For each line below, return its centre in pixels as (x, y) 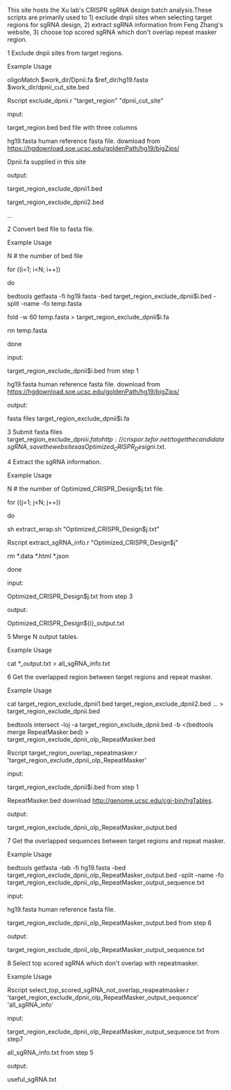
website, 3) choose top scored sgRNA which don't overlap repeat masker (112, 32)
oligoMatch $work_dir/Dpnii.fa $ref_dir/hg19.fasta (78, 80)
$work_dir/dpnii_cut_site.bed (48, 87)
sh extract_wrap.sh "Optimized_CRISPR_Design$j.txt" (84, 529)
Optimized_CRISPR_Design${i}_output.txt (66, 623)
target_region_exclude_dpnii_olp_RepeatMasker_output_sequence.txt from (113, 1031)
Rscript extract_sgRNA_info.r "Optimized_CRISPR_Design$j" (93, 542)
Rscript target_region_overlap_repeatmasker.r (72, 753)
